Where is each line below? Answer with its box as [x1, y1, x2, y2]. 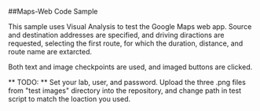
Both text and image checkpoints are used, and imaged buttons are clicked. [8, 62, 253, 72]
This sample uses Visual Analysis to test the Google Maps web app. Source [8, 22, 252, 31]
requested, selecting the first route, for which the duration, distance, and [8, 39, 244, 48]
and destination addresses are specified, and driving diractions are [8, 31, 225, 39]
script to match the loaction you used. [8, 94, 131, 103]
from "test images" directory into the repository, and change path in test [8, 86, 242, 95]
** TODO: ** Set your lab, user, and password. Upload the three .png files [8, 78, 246, 87]
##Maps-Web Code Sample [8, 7, 98, 16]
